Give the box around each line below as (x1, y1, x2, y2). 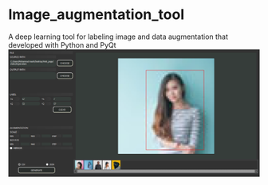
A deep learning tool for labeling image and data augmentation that (8, 32, 229, 41)
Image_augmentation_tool (8, 6, 185, 24)
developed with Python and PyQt (8, 40, 117, 49)
